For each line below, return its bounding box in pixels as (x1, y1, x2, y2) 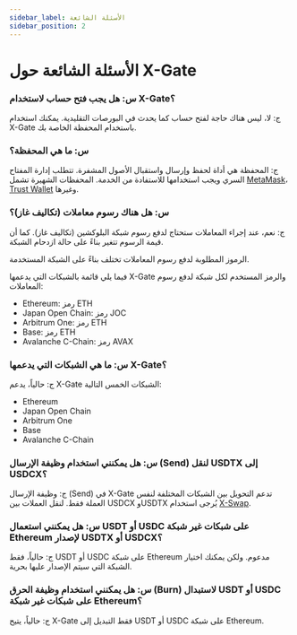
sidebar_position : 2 (9, 22, 87, 30)
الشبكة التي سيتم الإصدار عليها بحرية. (9, 561, 132, 572)
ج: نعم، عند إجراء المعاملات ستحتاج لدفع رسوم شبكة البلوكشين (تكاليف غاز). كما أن (9, 226, 285, 238)
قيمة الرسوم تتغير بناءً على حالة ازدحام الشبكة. (9, 236, 164, 247)
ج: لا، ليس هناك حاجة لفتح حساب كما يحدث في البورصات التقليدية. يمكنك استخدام (9, 112, 281, 123)
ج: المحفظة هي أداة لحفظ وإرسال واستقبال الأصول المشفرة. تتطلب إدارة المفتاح (9, 165, 279, 176)
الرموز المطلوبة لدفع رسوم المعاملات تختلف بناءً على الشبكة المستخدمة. (9, 253, 250, 265)
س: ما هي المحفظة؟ (9, 144, 89, 157)
